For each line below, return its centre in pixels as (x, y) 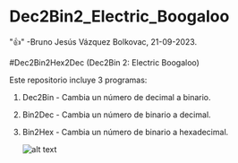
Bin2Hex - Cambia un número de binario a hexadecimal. (125, 132)
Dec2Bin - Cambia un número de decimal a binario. (117, 97)
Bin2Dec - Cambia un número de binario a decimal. (117, 115)
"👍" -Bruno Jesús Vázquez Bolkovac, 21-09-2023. (103, 41)
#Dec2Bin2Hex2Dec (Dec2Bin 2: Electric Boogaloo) (104, 62)
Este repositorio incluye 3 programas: (78, 80)
